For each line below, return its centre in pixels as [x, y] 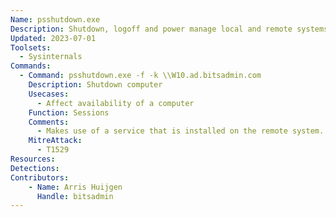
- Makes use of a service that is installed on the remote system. [180, 131]
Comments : [49, 122]
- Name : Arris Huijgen [75, 187]
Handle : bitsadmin [75, 196]
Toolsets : [31, 47]
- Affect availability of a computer [115, 103]
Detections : [35, 168]
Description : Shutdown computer [95, 85]
